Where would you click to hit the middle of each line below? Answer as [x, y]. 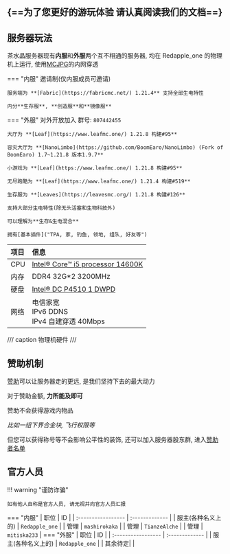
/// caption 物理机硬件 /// [42, 340]
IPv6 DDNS [50, 312]
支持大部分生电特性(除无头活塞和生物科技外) [61, 208]
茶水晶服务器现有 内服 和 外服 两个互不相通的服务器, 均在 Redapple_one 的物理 [115, 56]
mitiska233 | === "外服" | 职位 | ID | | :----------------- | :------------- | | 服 [113, 535]
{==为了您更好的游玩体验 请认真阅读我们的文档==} [115, 12]
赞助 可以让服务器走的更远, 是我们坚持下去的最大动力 [81, 381]
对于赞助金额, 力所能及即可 [45, 396]
